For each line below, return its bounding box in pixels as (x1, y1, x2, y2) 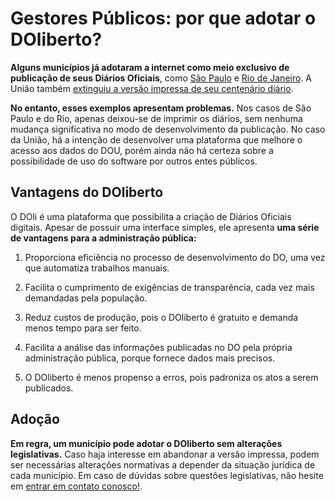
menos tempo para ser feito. (24, 322, 142, 334)
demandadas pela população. (24, 292, 148, 304)
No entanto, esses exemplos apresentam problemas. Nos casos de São (10, 102, 312, 114)
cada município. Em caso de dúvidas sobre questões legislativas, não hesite (10, 469, 324, 481)
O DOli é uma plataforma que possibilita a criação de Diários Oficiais (10, 210, 292, 222)
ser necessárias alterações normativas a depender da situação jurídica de (10, 458, 316, 471)
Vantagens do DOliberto (10, 184, 164, 201)
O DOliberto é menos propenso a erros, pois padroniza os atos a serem (24, 371, 319, 383)
